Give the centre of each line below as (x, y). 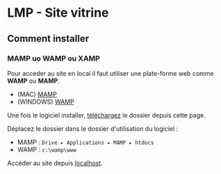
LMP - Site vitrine (58, 13)
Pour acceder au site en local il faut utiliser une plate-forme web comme (110, 73)
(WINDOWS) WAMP (46, 102)
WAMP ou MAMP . (34, 81)
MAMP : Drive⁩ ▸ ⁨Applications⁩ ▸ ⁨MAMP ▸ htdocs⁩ (85, 142)
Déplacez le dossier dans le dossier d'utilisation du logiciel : (93, 128)
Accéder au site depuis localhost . (55, 163)
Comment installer (48, 39)
